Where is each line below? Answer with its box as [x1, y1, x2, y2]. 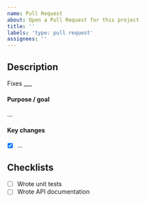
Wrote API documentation [16, 188, 90, 196]
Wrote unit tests [16, 180, 62, 188]
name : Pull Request [7, 10, 63, 17]
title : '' [7, 23, 36, 30]
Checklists [7, 161, 54, 173]
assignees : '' [7, 36, 48, 43]
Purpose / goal [7, 95, 50, 103]
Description [7, 61, 58, 73]
